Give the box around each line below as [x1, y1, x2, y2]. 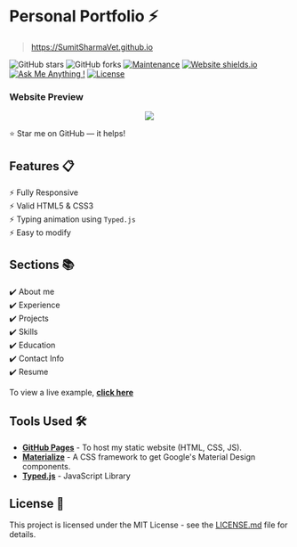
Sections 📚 [9, 257, 75, 273]
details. [9, 529, 36, 540]
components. [21, 461, 71, 471]
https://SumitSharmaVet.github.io [30, 41, 154, 53]
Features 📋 [9, 159, 75, 174]
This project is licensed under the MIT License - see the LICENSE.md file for [9, 519, 288, 530]
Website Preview [9, 90, 84, 102]
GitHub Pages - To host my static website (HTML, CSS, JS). [21, 442, 243, 453]
